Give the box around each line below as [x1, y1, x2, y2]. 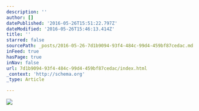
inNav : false [6, 59, 39, 66]
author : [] [6, 15, 34, 21]
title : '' [6, 32, 31, 38]
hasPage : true [6, 54, 42, 60]
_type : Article [6, 76, 45, 82]
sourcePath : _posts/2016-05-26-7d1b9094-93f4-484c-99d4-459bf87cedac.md [6, 43, 194, 49]
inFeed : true [6, 49, 39, 55]
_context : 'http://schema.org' [6, 71, 85, 77]
